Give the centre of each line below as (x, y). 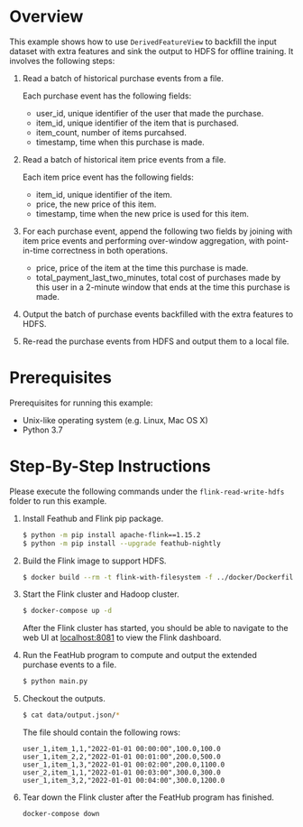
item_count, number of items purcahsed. (111, 132)
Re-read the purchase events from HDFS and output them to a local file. (156, 341)
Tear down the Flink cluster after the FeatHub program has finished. (148, 797)
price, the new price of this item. (96, 204)
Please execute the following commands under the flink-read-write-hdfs (147, 491)
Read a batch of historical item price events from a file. (124, 159)
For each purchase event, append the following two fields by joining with (157, 231)
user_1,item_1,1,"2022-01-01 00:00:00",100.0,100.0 (121, 749)
